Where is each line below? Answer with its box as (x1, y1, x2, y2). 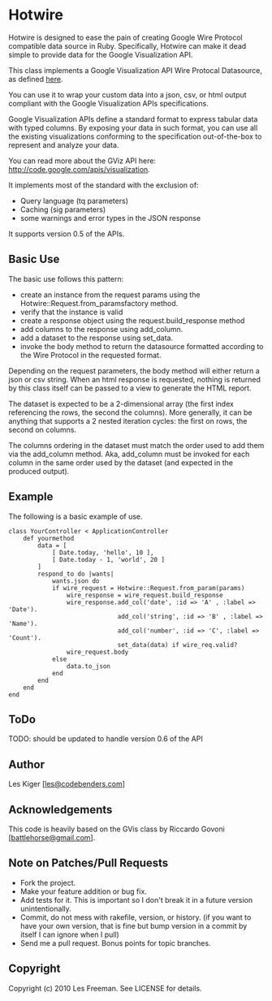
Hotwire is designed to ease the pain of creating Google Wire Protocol (8, 32, 243, 42)
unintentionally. (19, 904, 71, 913)
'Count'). (8, 633, 42, 642)
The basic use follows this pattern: (8, 274, 124, 283)
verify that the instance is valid (19, 307, 123, 317)
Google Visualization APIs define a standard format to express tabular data (8, 114, 258, 123)
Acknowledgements (8, 802, 113, 817)
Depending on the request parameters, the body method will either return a (8, 365, 260, 375)
